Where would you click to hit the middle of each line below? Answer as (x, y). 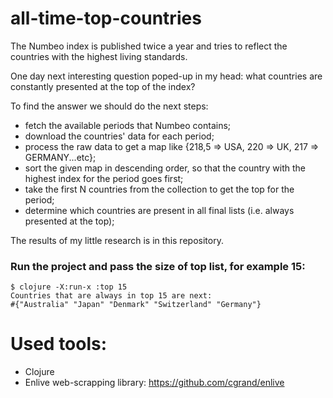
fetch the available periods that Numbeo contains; (128, 125)
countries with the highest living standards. (99, 56)
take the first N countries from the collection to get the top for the (159, 189)
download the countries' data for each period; (119, 136)
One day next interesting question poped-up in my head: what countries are (166, 76)
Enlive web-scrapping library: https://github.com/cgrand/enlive (154, 383)
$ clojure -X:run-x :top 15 (69, 287)
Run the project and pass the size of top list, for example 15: (158, 266)
